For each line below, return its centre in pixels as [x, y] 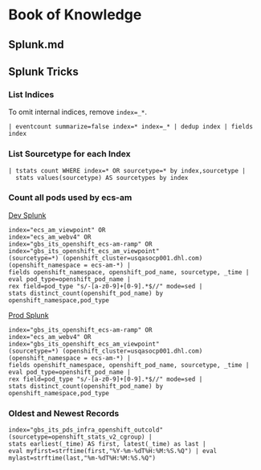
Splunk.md [36, 45]
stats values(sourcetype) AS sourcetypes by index [102, 178]
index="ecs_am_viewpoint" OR [57, 230]
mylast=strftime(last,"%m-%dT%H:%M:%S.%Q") [82, 458]
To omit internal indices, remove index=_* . [77, 112]
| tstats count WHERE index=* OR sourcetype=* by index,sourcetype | [127, 170]
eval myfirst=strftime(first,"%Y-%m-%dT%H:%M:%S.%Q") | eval [113, 452]
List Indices [31, 94]
